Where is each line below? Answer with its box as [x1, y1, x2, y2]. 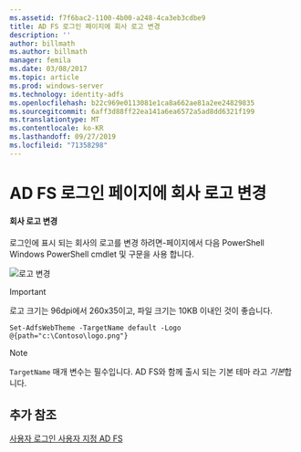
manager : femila [9, 56, 71, 65]
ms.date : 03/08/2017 [9, 65, 88, 74]
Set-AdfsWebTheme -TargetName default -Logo [9, 323, 182, 333]
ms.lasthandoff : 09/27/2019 [9, 132, 117, 142]
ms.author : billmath [9, 47, 88, 57]
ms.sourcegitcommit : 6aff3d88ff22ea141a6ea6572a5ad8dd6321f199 [9, 107, 255, 116]
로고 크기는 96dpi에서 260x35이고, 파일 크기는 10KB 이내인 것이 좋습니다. [9, 305, 274, 316]
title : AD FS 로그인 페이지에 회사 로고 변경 [9, 22, 161, 31]
